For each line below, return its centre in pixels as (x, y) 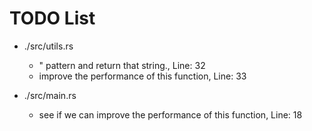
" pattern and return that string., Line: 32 (122, 65)
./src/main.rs (50, 95)
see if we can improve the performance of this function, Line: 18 (170, 114)
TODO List (52, 18)
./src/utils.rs (48, 46)
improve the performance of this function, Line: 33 (142, 76)
